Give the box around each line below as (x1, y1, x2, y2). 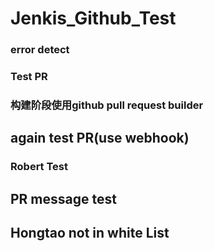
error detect (10, 43, 70, 57)
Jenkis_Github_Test (10, 7, 177, 30)
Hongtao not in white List (10, 225, 170, 242)
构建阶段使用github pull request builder (10, 98, 204, 112)
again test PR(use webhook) (10, 130, 190, 147)
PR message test (10, 190, 117, 207)
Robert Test (10, 160, 69, 174)
